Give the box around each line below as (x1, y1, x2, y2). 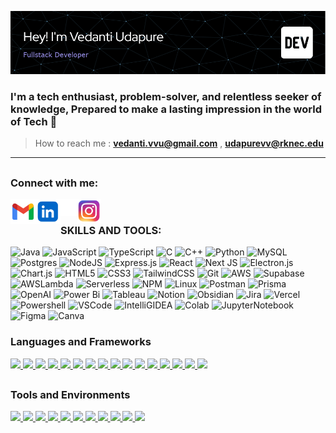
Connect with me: (10, 176, 99, 190)
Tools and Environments (10, 387, 131, 401)
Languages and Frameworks (10, 335, 152, 349)
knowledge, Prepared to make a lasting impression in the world (10, 102, 323, 116)
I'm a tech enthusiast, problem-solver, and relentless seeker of (10, 89, 322, 103)
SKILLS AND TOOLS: (60, 223, 162, 237)
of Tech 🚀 (10, 114, 58, 128)
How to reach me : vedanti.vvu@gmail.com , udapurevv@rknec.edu (34, 137, 324, 150)
